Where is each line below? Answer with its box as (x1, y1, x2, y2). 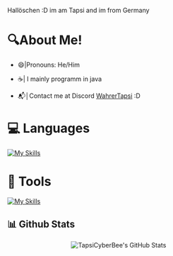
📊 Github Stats (7, 218, 76, 230)
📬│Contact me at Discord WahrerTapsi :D (17, 91, 141, 100)
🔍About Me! (7, 32, 83, 48)
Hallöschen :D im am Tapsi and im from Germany (7, 6, 150, 14)
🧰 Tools (7, 174, 52, 190)
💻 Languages (7, 121, 90, 137)
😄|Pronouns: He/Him (17, 60, 80, 69)
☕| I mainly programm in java (17, 74, 102, 83)
